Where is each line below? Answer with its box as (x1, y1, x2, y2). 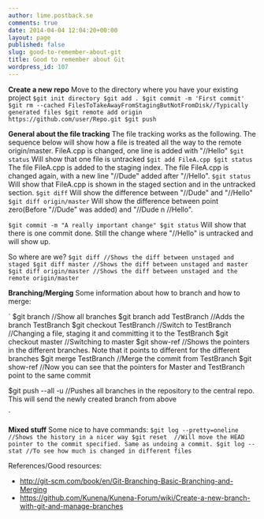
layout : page (8, 33, 51, 42)
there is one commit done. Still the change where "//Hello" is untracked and (8, 228, 254, 238)
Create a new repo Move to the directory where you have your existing (8, 85, 239, 94)
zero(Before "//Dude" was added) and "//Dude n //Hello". (8, 205, 193, 214)
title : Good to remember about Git (8, 56, 125, 64)
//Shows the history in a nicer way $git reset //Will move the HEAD (8, 433, 245, 441)
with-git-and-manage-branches (19, 501, 124, 510)
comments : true (8, 19, 58, 27)
